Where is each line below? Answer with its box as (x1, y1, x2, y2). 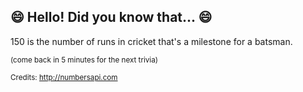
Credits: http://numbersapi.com (10, 72, 118, 82)
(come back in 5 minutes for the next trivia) (10, 55, 158, 65)
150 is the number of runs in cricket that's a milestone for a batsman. (10, 35, 293, 47)
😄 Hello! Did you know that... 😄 (10, 9, 213, 26)
